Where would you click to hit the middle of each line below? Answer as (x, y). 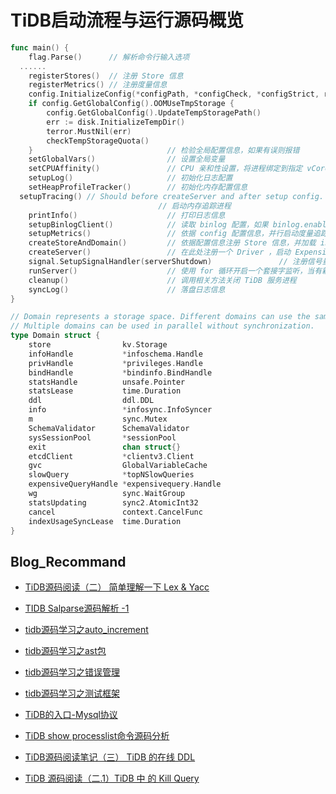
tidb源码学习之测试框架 (72, 693)
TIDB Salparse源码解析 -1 (77, 608)
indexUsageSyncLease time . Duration (105, 521)
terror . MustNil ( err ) (89, 131)
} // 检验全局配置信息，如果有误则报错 (164, 150)
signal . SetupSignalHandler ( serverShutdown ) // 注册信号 (175, 262)
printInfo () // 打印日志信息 (127, 215)
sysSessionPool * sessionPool (102, 437)
